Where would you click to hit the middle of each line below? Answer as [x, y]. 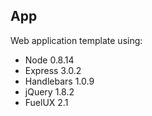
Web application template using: [76, 40]
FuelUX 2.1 [46, 102]
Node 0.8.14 [49, 60]
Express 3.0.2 [53, 70]
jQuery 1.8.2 [49, 91]
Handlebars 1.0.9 [59, 81]
